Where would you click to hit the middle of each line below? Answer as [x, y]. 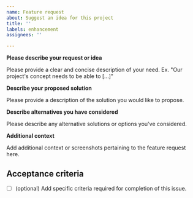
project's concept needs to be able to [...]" [60, 76]
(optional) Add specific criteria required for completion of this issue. [101, 188]
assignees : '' [25, 35]
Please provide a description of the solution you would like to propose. [95, 100]
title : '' [19, 23]
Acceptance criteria [45, 174]
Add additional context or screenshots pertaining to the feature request [96, 148]
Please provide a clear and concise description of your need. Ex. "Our [94, 70]
